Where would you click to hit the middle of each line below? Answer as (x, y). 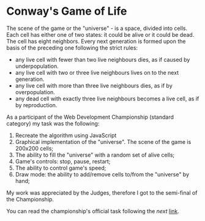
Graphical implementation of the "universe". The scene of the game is (103, 141)
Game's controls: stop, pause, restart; (63, 161)
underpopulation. (37, 66)
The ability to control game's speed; (61, 168)
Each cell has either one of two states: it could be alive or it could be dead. (100, 34)
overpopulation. (35, 92)
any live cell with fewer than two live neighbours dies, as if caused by (102, 59)
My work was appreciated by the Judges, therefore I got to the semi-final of (102, 193)
